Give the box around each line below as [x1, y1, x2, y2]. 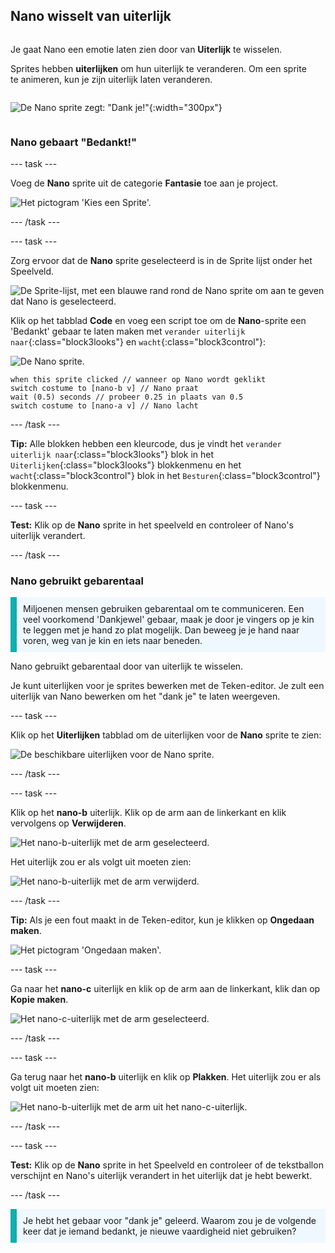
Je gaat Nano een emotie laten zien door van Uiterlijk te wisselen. [10, 43, 283, 55]
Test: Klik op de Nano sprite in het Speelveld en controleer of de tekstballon [10, 1159, 324, 1171]
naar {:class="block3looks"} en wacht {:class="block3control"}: [10, 336, 267, 348]
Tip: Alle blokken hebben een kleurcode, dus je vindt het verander [10, 438, 282, 450]
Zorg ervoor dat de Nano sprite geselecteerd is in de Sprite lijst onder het [10, 255, 313, 267]
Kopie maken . [10, 994, 69, 1006]
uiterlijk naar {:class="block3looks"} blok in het [10, 449, 215, 461]
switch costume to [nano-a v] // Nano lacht [10, 401, 199, 411]
